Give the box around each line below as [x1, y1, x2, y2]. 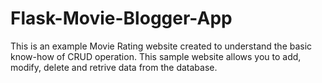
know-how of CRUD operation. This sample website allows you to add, [10, 50, 302, 62]
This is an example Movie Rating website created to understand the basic [10, 40, 313, 52]
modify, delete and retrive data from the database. [10, 61, 218, 73]
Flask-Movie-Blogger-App [10, 7, 233, 30]
